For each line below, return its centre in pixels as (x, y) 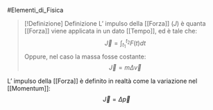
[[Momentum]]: (29, 88)
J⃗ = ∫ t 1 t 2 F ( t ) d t (125, 44)
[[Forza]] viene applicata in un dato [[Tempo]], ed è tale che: (111, 31)
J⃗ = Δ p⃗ (117, 99)
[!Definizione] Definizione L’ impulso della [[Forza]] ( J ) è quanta (115, 23)
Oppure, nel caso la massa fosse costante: (85, 56)
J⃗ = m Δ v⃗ (125, 67)
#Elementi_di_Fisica (35, 10)
